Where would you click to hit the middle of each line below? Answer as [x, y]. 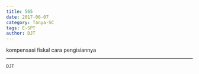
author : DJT [21, 33]
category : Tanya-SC [30, 22]
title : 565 [20, 11]
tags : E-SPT [21, 28]
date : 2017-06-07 [28, 17]
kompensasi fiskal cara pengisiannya [51, 50]
